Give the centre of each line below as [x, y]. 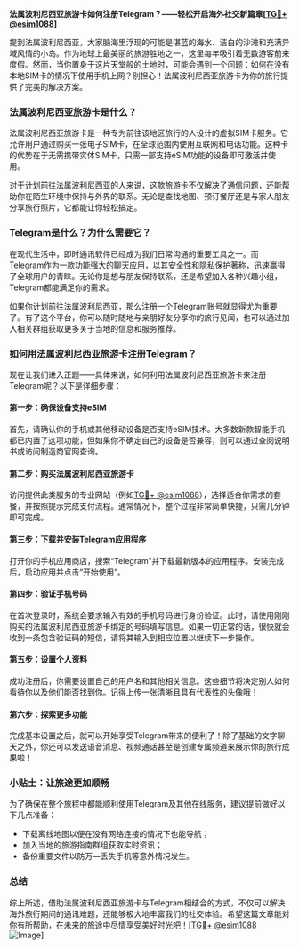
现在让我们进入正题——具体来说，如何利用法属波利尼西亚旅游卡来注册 [138, 374]
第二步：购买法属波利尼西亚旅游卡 [72, 473]
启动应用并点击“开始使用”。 [75, 572]
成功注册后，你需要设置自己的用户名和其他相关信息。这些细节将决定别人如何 [149, 680]
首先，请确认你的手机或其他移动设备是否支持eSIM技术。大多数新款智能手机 [147, 430]
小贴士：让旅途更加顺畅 [59, 784]
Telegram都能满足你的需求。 [61, 287]
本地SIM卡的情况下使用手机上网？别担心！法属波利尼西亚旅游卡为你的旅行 [145, 76]
